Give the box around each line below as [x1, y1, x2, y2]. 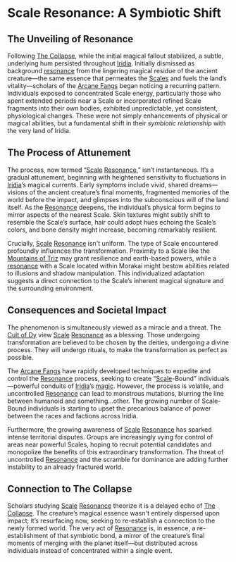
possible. [7, 353, 34, 361]
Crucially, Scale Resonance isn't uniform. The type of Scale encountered [7, 239, 218, 247]
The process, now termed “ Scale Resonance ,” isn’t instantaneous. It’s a [7, 166, 214, 174]
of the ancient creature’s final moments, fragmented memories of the [29, 188, 230, 196]
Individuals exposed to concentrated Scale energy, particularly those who [7, 89, 221, 97]
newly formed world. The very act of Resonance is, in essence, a [7, 524, 196, 532]
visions [7, 188, 28, 196]
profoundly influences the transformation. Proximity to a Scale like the [7, 246, 210, 255]
